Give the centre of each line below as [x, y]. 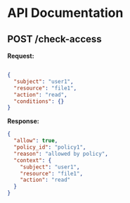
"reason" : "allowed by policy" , [61, 154]
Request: [21, 56]
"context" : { [33, 160]
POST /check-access [54, 39]
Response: [24, 121]
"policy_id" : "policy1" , [50, 147]
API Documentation [65, 13]
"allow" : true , [36, 141]
